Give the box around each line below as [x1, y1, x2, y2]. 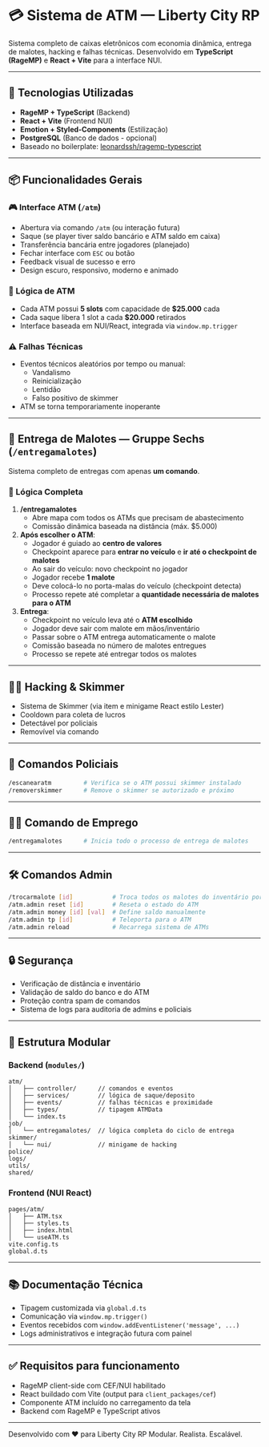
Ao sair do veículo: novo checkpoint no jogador [31, 564, 188, 574]
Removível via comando [19, 726, 99, 736]
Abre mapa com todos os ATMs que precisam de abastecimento [31, 513, 244, 523]
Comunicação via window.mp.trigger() [19, 1312, 148, 1321]
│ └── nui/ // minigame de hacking [8, 1140, 178, 1149]
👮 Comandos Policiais [8, 758, 118, 771]
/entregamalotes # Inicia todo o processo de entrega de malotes [8, 837, 249, 846]
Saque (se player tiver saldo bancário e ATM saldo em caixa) [19, 232, 221, 241]
